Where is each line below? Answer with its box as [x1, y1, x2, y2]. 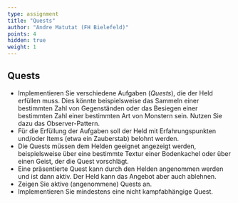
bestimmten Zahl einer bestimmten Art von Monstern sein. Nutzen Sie [17, 111, 223, 120]
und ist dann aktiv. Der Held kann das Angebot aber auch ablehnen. [17, 172, 217, 180]
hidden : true [7, 37, 46, 44]
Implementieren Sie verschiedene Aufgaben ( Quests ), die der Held [17, 88, 214, 97]
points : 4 [7, 30, 37, 38]
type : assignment [7, 10, 59, 18]
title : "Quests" [7, 17, 56, 24]
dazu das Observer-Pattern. [17, 119, 100, 127]
